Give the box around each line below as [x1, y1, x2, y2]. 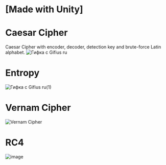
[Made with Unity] [5, 4, 83, 15]
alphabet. [5, 50, 26, 56]
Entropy [5, 67, 40, 79]
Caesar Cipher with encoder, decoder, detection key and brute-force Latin [5, 44, 161, 50]
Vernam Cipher [5, 102, 71, 113]
